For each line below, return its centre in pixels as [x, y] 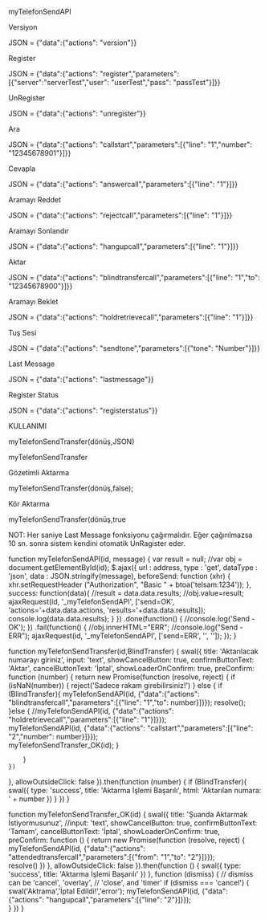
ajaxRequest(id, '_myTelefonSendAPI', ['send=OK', [92, 602]
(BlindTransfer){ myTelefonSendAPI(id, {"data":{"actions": [104, 694]
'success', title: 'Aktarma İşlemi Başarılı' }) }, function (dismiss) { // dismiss [131, 874]
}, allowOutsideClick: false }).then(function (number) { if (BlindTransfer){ [128, 782]
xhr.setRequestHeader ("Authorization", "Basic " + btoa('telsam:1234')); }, [130, 584]
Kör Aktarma [29, 504]
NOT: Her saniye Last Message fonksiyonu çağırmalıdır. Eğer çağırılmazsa [130, 535]
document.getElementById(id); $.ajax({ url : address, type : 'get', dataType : [133, 568]
